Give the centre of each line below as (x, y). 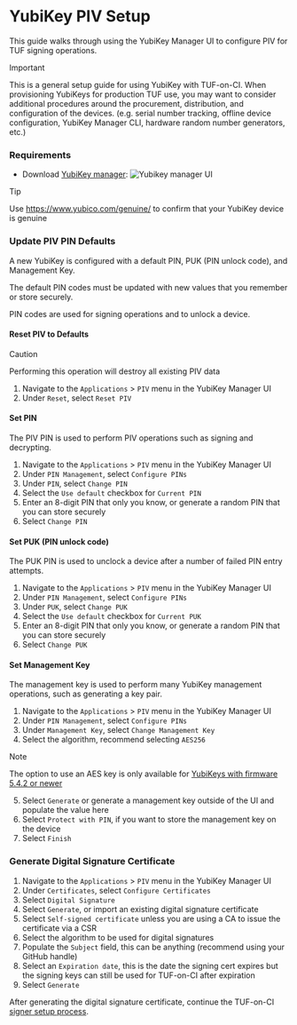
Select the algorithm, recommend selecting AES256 (113, 740)
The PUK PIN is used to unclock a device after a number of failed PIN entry (146, 561)
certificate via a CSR (59, 928)
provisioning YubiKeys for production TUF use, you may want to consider (143, 94)
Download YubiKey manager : (75, 174)
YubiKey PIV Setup (80, 16)
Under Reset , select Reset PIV (77, 398)
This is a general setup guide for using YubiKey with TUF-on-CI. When (138, 84)
